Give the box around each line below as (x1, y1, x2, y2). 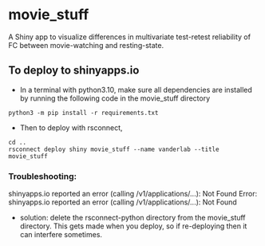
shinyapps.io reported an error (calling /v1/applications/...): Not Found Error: (8, 189, 258, 199)
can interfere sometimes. (19, 230, 102, 240)
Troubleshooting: (8, 170, 77, 181)
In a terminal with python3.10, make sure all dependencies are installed (19, 85, 253, 94)
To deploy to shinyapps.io (8, 64, 140, 77)
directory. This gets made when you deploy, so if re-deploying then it (19, 221, 247, 231)
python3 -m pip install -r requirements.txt (8, 109, 159, 117)
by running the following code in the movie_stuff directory (19, 93, 211, 103)
